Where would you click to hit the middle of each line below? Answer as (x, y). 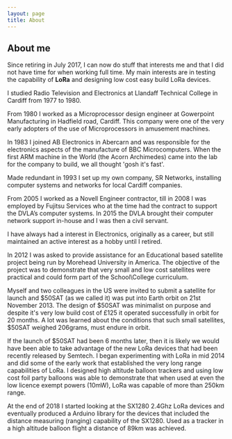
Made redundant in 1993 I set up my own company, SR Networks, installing (114, 178)
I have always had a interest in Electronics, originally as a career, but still (110, 234)
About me (29, 48)
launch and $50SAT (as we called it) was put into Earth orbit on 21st (104, 298)
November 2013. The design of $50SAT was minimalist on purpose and (109, 306)
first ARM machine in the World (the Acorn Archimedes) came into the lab (112, 157)
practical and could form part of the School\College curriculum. (98, 277)
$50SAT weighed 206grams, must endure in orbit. (79, 328)
